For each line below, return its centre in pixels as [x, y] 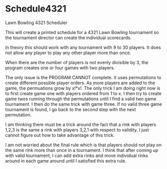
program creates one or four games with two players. [60, 68]
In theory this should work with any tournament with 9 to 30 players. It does [83, 47]
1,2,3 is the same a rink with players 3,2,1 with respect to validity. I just [77, 130]
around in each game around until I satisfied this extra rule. [66, 160]
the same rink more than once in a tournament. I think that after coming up [82, 150]
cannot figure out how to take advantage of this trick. [60, 135]
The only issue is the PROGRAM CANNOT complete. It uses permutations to [83, 77]
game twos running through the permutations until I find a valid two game [81, 99]
